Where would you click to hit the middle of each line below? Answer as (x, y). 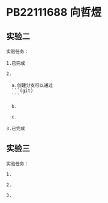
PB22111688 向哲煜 (54, 12)
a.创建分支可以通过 (32, 85)
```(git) (22, 91)
